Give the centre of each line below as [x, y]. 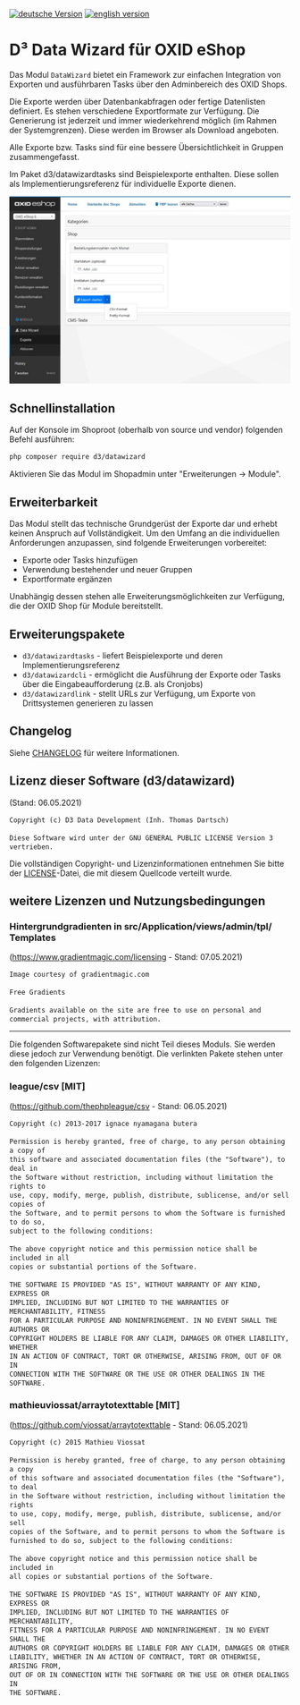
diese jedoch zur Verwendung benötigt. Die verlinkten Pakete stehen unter [146, 1054]
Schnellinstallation [62, 408]
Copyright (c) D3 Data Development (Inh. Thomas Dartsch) [119, 820]
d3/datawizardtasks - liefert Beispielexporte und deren [122, 655]
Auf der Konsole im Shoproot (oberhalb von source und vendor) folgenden [146, 430]
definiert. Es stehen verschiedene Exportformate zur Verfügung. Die [134, 111]
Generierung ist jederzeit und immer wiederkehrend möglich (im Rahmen [143, 120]
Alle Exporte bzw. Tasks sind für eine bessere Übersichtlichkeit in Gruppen [146, 147]
